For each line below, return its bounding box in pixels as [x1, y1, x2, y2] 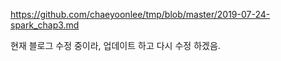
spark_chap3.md [10, 19, 80, 31]
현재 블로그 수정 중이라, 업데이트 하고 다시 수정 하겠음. [10, 40, 221, 51]
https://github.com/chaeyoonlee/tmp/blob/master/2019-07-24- [10, 9, 271, 20]
